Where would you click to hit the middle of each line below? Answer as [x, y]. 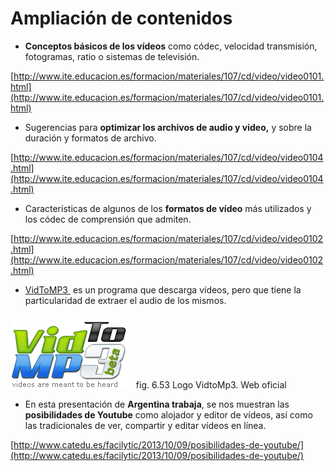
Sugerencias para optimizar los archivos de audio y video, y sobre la [168, 127]
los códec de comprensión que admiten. [108, 219]
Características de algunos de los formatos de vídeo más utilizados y [168, 208]
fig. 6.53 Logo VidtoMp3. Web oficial [211, 384]
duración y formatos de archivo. [90, 138]
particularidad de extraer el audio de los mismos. [125, 300]
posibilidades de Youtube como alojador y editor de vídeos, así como [168, 414]
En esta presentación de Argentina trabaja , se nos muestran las [157, 404]
